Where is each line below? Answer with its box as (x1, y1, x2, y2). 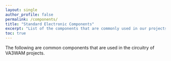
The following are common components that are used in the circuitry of (5, 45, 155, 50)
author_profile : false (5, 12, 53, 17)
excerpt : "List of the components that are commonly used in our (5, 26, 147, 31)
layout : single (5, 7, 38, 13)
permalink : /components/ (5, 17, 58, 22)
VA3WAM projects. (5, 50, 45, 56)
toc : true (5, 31, 26, 36)
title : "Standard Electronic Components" (5, 21, 95, 27)
